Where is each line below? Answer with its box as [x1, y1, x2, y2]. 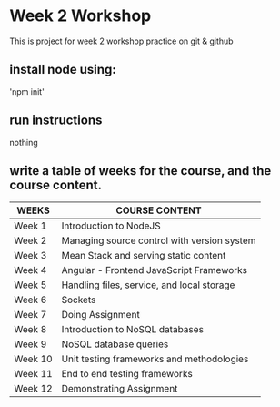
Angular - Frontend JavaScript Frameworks [61, 264, 248, 277]
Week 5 [14, 279, 47, 291]
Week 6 [14, 293, 47, 306]
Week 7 [14, 309, 47, 321]
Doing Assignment [61, 309, 141, 321]
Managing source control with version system [61, 234, 256, 247]
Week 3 [14, 249, 47, 262]
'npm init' [9, 86, 45, 97]
